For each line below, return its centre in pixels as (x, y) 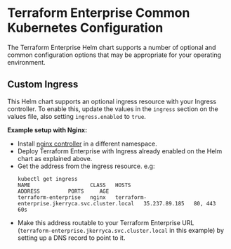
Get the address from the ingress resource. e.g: (86, 166)
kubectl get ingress (47, 179)
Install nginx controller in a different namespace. (87, 143)
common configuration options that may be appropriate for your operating (114, 55)
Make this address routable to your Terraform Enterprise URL (106, 222)
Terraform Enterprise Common (99, 13)
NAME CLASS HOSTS (74, 185)
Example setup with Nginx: (47, 130)
